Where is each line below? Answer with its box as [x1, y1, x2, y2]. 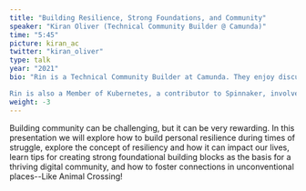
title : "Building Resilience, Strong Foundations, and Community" [9, 13, 267, 23]
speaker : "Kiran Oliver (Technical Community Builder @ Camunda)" [9, 22, 267, 31]
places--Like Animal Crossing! [9, 170, 123, 182]
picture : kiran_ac [9, 38, 79, 48]
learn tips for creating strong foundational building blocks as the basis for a [9, 151, 291, 162]
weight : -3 [9, 97, 51, 106]
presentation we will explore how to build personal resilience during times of [9, 132, 296, 143]
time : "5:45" [9, 30, 59, 39]
